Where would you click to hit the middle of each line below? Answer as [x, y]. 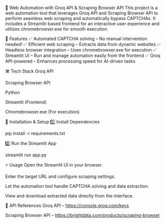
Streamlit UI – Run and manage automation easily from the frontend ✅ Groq [83, 55]
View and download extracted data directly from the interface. [69, 196]
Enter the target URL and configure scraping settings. [60, 176]
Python [13, 92]
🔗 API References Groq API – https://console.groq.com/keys [67, 205]
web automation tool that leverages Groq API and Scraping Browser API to [82, 13]
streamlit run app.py [26, 155]
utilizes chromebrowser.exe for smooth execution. [57, 29]
